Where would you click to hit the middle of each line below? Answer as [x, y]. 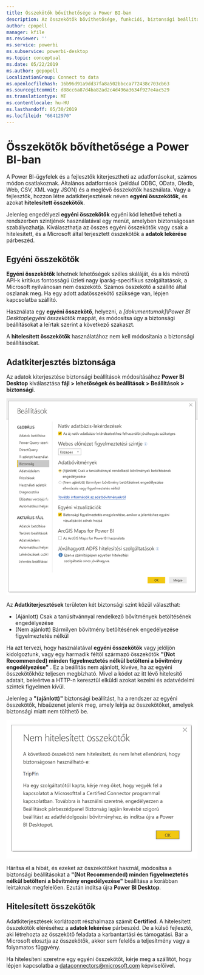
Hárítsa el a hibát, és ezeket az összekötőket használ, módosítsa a [89, 868]
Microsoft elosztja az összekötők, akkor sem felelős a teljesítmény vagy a [98, 941]
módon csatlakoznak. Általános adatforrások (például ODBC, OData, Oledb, [100, 183]
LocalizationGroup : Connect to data [53, 77]
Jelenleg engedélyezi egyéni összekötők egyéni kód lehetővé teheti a [94, 214]
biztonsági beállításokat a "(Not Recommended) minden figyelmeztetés [97, 874]
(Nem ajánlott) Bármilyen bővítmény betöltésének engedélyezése [97, 629]
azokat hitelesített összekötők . [46, 202]
